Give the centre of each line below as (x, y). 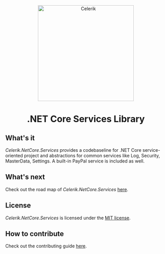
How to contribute (35, 234)
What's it (20, 138)
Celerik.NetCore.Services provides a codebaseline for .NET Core (73, 150)
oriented (14, 156)
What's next (25, 177)
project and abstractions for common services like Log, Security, (92, 156)
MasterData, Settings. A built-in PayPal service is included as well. (75, 161)
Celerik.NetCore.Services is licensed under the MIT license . (68, 218)
